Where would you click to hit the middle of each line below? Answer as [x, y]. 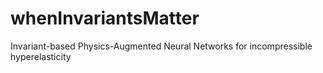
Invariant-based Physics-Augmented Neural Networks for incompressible [161, 46]
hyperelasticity [41, 56]
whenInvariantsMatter [105, 18]
